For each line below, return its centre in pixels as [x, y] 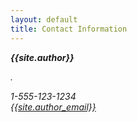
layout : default [44, 19]
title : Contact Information [69, 29]
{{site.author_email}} [53, 107]
